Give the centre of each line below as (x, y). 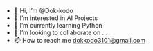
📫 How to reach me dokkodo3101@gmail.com (80, 40)
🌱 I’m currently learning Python (58, 25)
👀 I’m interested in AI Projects (56, 18)
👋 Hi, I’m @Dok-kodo (44, 11)
